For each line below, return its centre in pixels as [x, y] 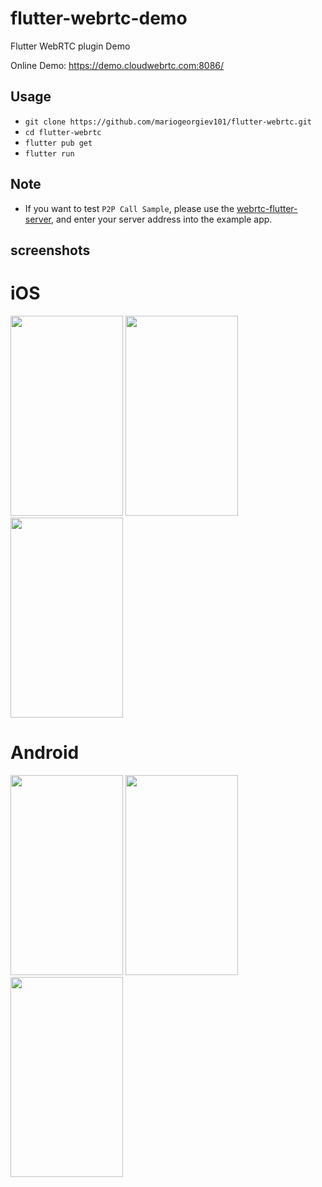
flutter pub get [58, 143]
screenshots [50, 250]
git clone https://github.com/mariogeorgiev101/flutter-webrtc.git [168, 122]
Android [45, 753]
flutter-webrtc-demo [99, 18]
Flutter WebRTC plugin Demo [70, 46]
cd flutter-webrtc [63, 132]
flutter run [49, 153]
